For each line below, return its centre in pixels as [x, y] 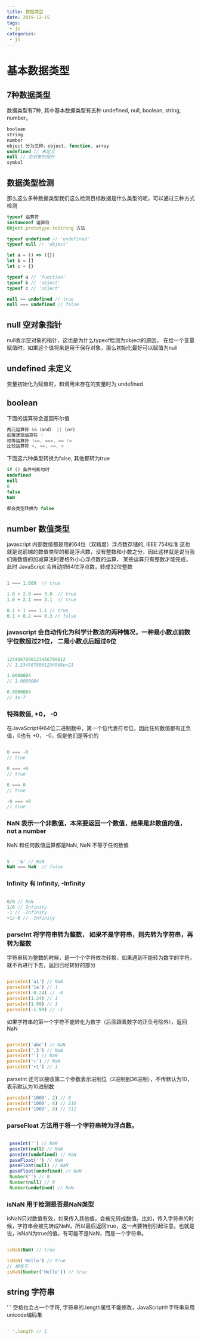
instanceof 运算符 [28, 222]
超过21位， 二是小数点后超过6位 [71, 642]
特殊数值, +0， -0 [32, 714]
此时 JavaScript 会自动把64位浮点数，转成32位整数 [70, 567]
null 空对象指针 [34, 324]
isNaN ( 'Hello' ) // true [36, 1261]
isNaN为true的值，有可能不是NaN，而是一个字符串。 [82, 1234]
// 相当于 [18, 1266]
